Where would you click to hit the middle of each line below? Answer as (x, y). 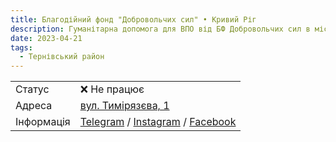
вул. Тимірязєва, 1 (124, 106)
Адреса (34, 106)
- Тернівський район (62, 57)
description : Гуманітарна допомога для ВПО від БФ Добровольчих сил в (160, 29)
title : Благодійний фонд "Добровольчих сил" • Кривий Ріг (133, 19)
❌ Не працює (112, 89)
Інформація (43, 122)
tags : (21, 47)
